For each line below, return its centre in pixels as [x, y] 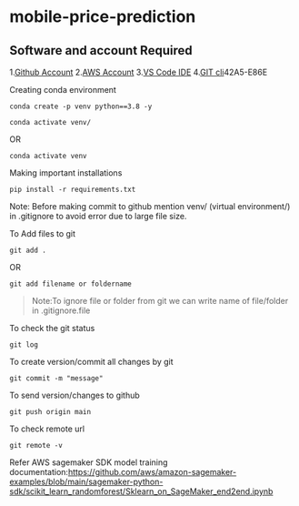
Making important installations [66, 173]
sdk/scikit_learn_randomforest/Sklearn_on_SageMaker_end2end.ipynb [141, 491]
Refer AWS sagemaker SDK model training [89, 462]
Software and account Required [101, 51]
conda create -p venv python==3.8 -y [81, 106]
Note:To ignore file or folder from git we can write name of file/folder [160, 301]
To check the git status [52, 328]
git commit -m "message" [56, 379]
